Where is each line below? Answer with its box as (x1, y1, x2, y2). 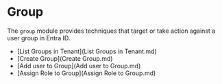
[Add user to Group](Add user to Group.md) (16, 61, 141, 70)
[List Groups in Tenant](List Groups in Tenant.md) (16, 47, 158, 55)
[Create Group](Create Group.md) (16, 54, 113, 62)
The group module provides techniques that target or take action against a (7, 27, 216, 35)
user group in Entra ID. (7, 33, 71, 42)
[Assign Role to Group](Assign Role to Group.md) (16, 69, 156, 77)
